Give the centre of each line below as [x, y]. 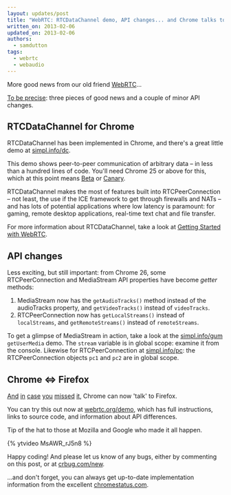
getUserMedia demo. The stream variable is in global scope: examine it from [113, 343]
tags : [15, 52]
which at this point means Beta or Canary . [66, 178]
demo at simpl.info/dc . [39, 150]
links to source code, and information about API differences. [92, 417]
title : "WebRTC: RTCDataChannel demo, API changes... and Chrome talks [112, 20]
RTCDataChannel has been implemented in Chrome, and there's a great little [115, 143]
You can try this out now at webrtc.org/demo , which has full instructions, [110, 410]
